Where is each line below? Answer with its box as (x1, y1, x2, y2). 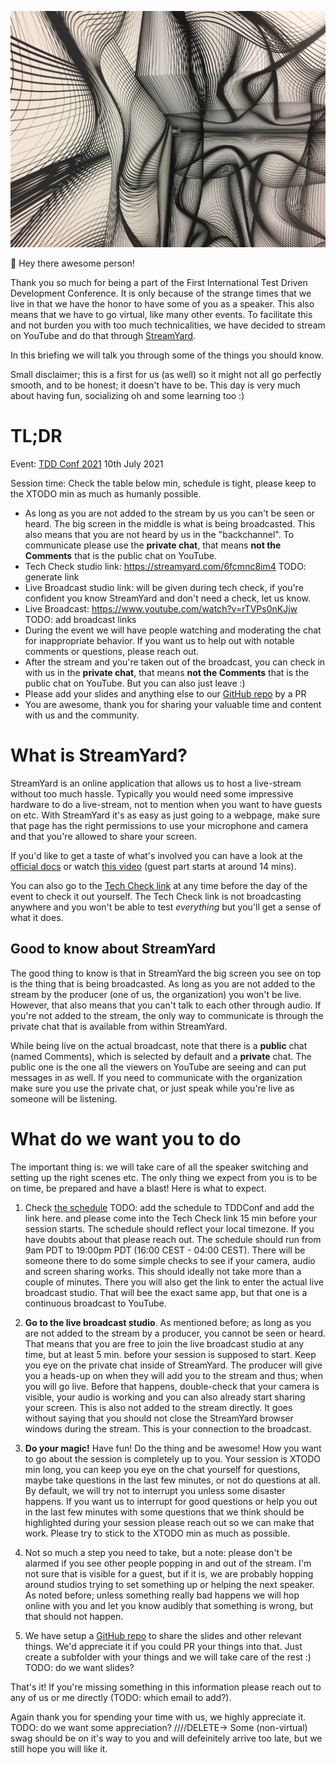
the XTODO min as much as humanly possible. (10, 487, 202, 500)
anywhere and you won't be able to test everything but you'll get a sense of (10, 901, 322, 913)
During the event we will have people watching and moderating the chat (24, 624, 322, 636)
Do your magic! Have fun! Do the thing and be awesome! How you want (24, 1442, 322, 1454)
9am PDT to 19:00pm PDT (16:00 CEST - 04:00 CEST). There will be (24, 1244, 306, 1256)
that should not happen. (24, 1610, 124, 1622)
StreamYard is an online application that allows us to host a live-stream (10, 777, 302, 789)
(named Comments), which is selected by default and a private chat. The (10, 1050, 312, 1062)
